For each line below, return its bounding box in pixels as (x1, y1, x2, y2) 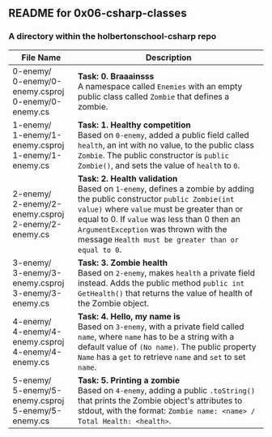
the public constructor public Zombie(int (78, 193, 235, 204)
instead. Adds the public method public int (78, 277, 245, 289)
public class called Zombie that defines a (78, 91, 229, 102)
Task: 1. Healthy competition (78, 119, 192, 131)
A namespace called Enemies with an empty (78, 80, 243, 92)
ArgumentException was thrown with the (78, 223, 227, 234)
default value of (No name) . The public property (78, 341, 257, 352)
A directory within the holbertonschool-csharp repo (8, 31, 217, 42)
